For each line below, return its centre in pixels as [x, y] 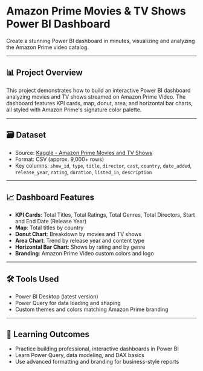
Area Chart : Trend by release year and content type [80, 241]
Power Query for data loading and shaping [68, 303]
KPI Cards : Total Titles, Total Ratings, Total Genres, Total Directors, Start [105, 215]
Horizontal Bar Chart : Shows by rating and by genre [80, 247]
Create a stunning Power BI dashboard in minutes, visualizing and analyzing [101, 41]
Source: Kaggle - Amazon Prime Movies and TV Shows [83, 153]
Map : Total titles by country [49, 228]
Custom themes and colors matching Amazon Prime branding [92, 309]
